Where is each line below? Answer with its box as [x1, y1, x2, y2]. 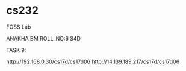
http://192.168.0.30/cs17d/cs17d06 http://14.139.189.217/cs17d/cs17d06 [6, 58, 180, 65]
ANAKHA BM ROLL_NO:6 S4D [6, 35, 81, 42]
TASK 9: [6, 46, 26, 54]
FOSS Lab [6, 23, 31, 30]
